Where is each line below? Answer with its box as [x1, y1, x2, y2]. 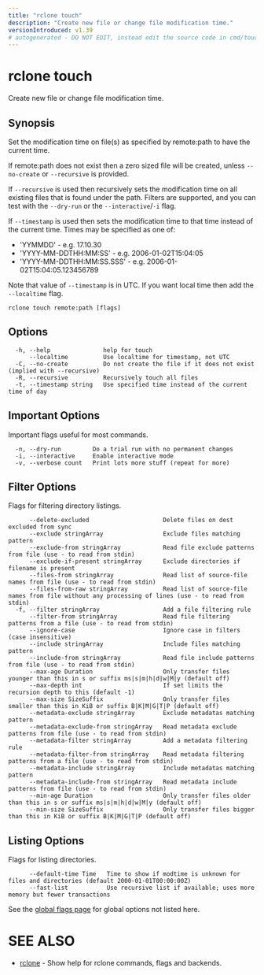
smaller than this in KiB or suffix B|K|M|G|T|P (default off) [8, 703, 220, 710]
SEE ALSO [8, 932, 75, 950]
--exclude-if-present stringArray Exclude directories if [28, 558, 241, 565]
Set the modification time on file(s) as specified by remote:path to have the [8, 137, 251, 146]
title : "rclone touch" [8, 11, 82, 20]
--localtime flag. [8, 289, 64, 298]
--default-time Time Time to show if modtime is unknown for [28, 870, 241, 878]
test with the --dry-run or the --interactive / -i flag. [8, 202, 177, 210]
